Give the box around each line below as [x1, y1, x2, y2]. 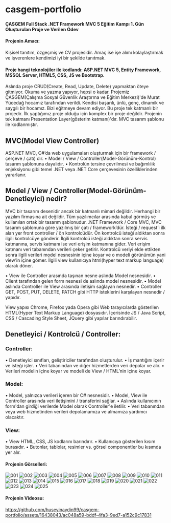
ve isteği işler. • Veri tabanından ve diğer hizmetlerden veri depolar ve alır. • [5, 362, 164, 368]
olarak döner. [5, 262, 33, 268]
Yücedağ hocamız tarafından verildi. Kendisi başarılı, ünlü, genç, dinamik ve [5, 100, 164, 106]
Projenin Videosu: [5, 495, 44, 501]
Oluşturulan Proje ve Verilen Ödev [5, 26, 79, 32]
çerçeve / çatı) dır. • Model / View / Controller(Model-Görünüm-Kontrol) [5, 155, 156, 161]
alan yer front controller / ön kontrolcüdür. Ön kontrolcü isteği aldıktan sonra [5, 229, 165, 236]
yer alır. [5, 449, 21, 455]
